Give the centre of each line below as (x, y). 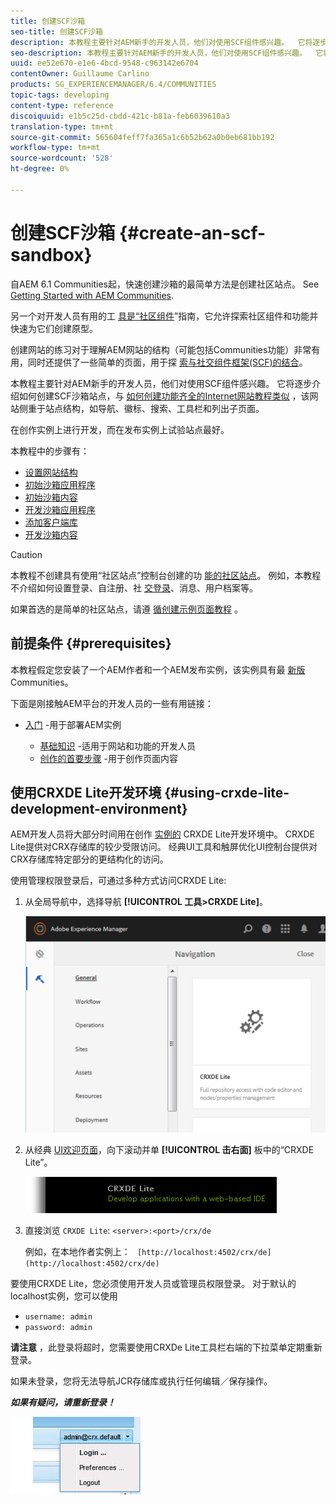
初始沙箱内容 (51, 497)
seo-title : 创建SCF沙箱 (56, 31)
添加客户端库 (51, 522)
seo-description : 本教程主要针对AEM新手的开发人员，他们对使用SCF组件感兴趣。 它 (167, 53)
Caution (26, 554)
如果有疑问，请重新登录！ (63, 1402)
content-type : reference (62, 105)
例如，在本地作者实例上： (77, 1251)
